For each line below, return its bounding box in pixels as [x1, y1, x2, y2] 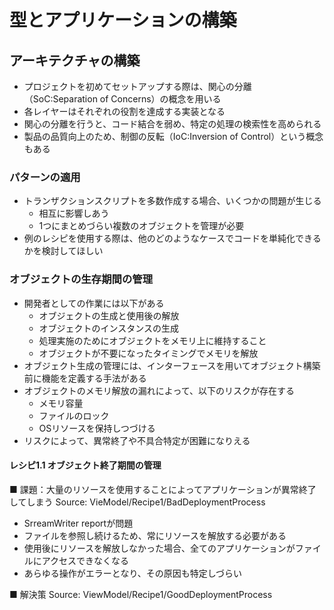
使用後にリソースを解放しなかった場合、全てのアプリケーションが [23, 542, 296, 554]
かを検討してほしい [23, 245, 104, 257]
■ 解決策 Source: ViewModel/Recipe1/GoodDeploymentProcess [9, 588, 273, 600]
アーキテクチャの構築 [9, 52, 141, 69]
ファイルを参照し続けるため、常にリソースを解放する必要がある [23, 529, 287, 541]
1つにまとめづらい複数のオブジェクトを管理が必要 [38, 220, 245, 232]
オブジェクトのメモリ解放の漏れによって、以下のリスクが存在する [23, 384, 295, 396]
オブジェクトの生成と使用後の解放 [38, 309, 180, 321]
